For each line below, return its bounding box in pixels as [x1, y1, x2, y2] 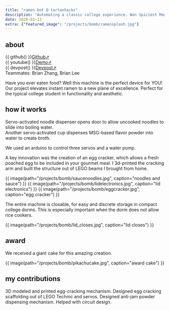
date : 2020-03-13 [5, 17, 42, 22]
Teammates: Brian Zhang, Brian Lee [5, 70, 80, 76]
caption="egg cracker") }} [5, 191, 60, 197]
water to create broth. [5, 135, 51, 141]
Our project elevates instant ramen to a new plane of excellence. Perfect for [5, 85, 163, 91]
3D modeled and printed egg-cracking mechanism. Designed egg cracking [5, 288, 162, 294]
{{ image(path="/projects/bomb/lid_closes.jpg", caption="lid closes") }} [5, 222, 154, 228]
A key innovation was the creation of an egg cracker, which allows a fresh [5, 154, 159, 160]
